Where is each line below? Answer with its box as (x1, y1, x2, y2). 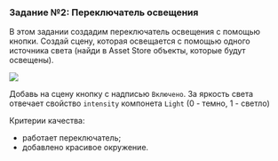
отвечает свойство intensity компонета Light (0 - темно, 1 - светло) (9, 98, 271, 109)
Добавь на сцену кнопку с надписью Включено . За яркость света (9, 89, 254, 100)
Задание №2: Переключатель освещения (9, 6, 199, 19)
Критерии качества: (9, 116, 86, 126)
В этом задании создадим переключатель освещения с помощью (9, 27, 260, 37)
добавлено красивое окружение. (21, 142, 149, 153)
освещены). (9, 55, 54, 66)
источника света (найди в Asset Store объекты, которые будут (9, 45, 246, 56)
